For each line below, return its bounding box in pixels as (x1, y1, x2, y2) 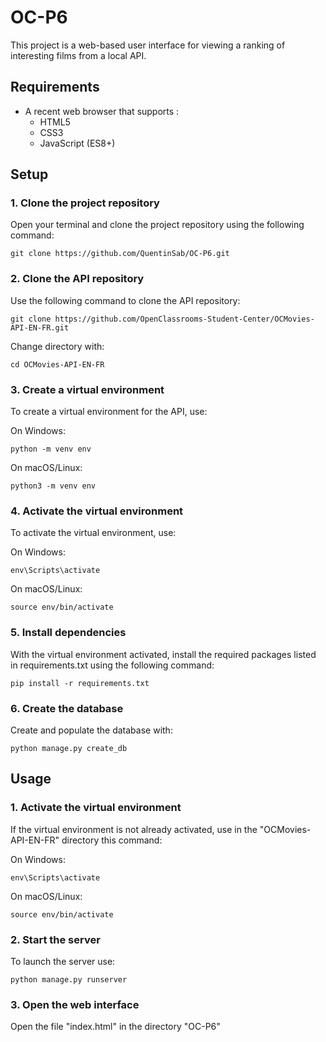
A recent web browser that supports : (24, 105, 180, 117)
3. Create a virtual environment (10, 382, 165, 396)
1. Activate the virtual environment (10, 801, 182, 815)
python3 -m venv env (10, 481, 97, 491)
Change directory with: (10, 340, 105, 352)
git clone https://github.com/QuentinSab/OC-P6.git (10, 249, 230, 259)
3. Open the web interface (10, 997, 140, 1011)
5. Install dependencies (10, 626, 127, 640)
